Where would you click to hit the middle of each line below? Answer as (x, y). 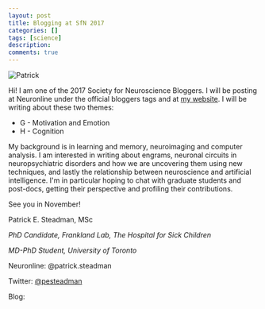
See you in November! (44, 204)
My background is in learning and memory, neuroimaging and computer (126, 147)
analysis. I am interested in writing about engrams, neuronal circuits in (123, 155)
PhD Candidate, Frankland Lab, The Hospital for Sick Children (110, 235)
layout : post (30, 15)
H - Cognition (42, 131)
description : (30, 45)
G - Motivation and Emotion (65, 123)
